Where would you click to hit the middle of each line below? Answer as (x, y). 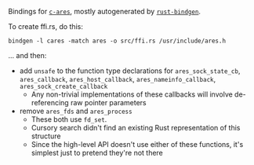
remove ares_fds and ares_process (76, 111)
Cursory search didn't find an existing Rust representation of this (136, 128)
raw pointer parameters (108, 103)
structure (46, 136)
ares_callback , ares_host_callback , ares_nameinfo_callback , (118, 79)
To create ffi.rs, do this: (46, 26)
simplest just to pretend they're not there (97, 153)
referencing (50, 103)
